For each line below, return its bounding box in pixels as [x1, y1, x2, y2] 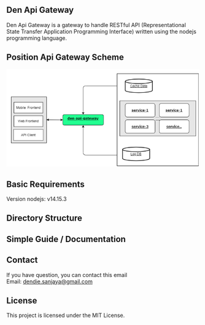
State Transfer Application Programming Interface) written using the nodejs [6, 28, 196, 35]
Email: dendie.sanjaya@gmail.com [6, 278, 93, 285]
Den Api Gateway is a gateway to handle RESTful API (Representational [6, 21, 186, 28]
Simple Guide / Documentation [6, 233, 126, 245]
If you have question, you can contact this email [6, 271, 128, 278]
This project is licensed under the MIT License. [6, 311, 125, 319]
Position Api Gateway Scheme [6, 52, 124, 63]
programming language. [6, 34, 68, 42]
